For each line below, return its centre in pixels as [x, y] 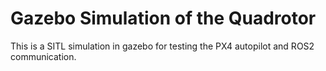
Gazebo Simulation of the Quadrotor [163, 18]
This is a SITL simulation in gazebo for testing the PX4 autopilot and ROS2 [162, 46]
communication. [43, 56]
